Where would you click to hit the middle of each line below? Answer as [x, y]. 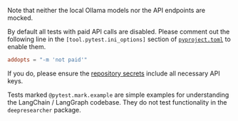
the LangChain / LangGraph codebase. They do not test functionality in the [117, 102]
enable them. [27, 47]
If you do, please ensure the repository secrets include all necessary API [114, 73]
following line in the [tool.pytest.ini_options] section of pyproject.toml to [119, 39]
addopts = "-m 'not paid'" [47, 60]
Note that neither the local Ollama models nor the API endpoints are [106, 10]
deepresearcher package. [45, 110]
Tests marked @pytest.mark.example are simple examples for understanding [118, 95]
